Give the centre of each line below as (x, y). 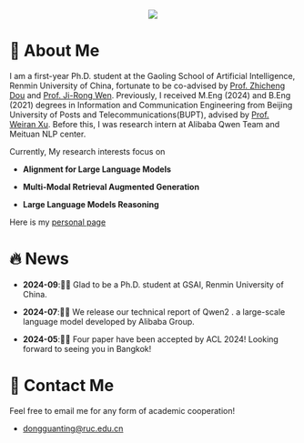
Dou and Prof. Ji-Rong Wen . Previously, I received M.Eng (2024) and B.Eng (150, 96)
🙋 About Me (55, 51)
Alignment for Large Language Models (96, 169)
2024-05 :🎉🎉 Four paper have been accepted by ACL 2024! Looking (151, 339)
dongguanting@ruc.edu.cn (73, 428)
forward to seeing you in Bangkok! (87, 349)
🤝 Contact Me (62, 386)
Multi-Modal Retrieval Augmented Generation (111, 187)
